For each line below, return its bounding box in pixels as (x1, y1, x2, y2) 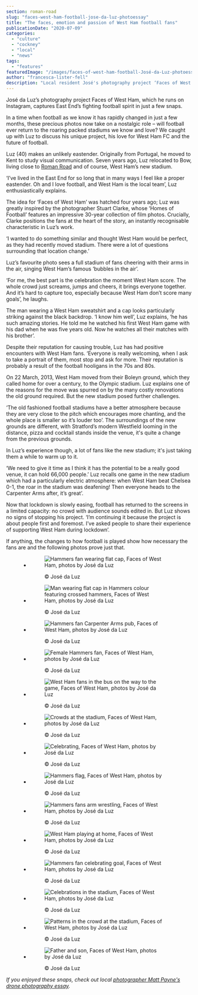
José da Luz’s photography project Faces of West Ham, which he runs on (6, 96, 184, 103)
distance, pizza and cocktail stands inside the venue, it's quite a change (6, 429, 181, 436)
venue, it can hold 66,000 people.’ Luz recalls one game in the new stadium (6, 471, 190, 478)
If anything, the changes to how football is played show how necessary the (6, 538, 188, 544)
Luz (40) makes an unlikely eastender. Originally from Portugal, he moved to (6, 151, 191, 157)
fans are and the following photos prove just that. (6, 544, 126, 551)
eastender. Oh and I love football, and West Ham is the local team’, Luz (6, 181, 177, 188)
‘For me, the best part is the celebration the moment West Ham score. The (6, 277, 187, 283)
